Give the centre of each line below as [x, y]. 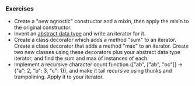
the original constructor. [43, 27]
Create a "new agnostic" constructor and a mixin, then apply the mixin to [101, 21]
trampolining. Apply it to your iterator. [59, 77]
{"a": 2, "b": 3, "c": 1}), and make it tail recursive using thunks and [93, 71]
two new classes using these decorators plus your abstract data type [97, 52]
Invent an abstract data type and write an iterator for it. [80, 34]
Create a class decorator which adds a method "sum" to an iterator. [95, 40]
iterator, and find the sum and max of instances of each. [81, 58]
